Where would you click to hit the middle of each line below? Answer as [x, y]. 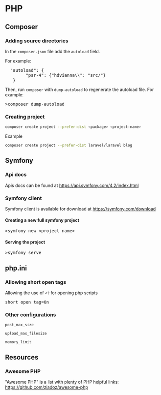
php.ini [16, 268]
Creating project [25, 117]
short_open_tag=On [27, 302]
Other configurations [31, 314]
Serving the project [25, 242]
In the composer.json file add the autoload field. [53, 51]
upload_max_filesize [26, 334]
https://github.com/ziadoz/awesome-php [46, 387]
